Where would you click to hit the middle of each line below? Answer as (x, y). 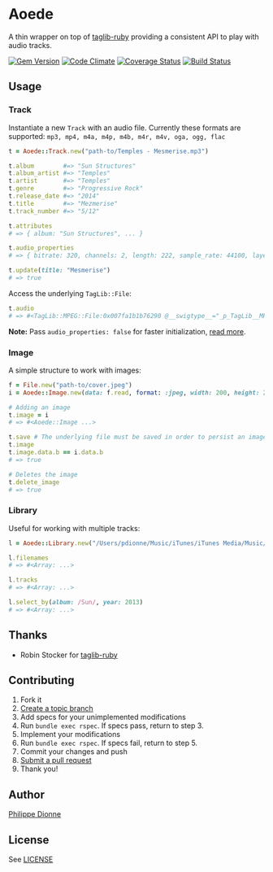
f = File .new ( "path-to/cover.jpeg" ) (70, 385)
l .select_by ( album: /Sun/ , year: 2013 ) (76, 603)
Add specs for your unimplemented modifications (103, 717)
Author (26, 794)
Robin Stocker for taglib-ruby (69, 655)
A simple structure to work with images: (75, 370)
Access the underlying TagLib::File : (70, 293)
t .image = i (28, 415)
